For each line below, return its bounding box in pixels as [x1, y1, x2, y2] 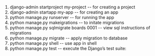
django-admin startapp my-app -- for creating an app [9, 9, 119, 15]
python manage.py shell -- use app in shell [9, 40, 97, 46]
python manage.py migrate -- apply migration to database [9, 35, 128, 41]
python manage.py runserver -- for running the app [9, 15, 115, 20]
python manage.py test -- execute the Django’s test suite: [9, 46, 126, 51]
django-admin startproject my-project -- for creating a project [9, 4, 135, 10]
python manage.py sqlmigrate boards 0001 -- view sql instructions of [9, 25, 151, 31]
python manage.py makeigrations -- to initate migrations [9, 19, 124, 25]
